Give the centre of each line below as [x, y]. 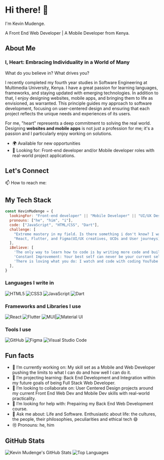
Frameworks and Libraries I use [43, 306]
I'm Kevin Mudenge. [25, 23]
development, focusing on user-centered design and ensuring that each [77, 108]
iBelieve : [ [22, 248]
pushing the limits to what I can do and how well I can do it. [72, 372]
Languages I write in [30, 283]
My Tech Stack [28, 200]
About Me [20, 48]
